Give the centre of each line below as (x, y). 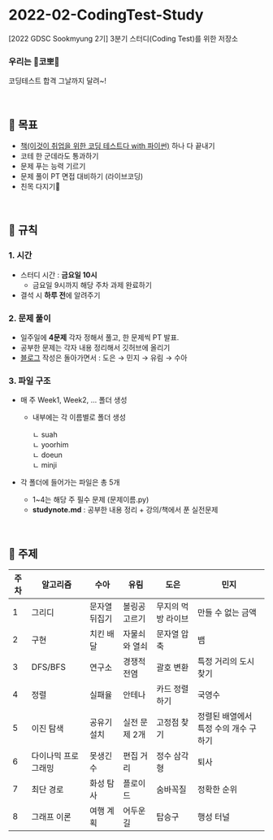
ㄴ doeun (48, 455)
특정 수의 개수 (223, 729)
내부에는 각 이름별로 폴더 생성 (79, 417)
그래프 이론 (51, 817)
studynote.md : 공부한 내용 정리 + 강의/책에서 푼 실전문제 (125, 510)
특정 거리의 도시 (226, 662)
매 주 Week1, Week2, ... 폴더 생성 (74, 400)
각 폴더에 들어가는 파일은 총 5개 (70, 482)
